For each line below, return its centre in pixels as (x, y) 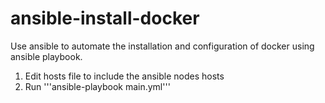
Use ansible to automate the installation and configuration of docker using (162, 46)
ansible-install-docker (105, 18)
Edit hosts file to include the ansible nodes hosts (124, 76)
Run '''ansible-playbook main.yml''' (97, 86)
